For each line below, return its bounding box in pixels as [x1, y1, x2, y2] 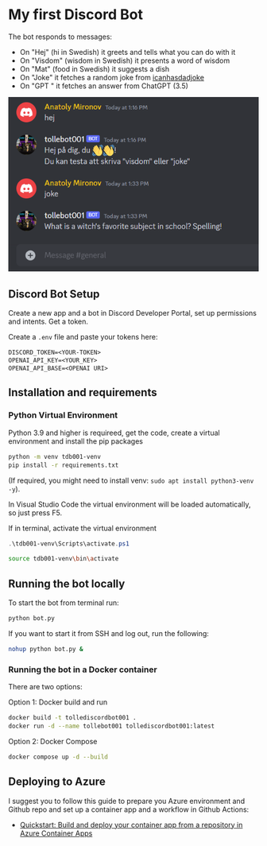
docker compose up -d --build [8, 753, 109, 761]
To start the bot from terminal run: [8, 598, 119, 607]
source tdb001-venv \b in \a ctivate [8, 555, 119, 563]
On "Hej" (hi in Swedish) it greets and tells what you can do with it [19, 47, 236, 56]
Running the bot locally [8, 576, 126, 590]
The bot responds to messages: [8, 32, 113, 41]
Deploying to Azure [8, 775, 106, 789]
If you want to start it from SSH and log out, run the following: [8, 628, 209, 638]
